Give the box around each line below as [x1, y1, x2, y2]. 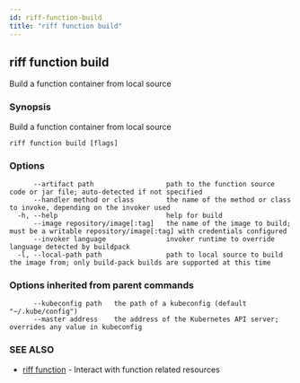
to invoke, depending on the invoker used [9, 203, 171, 212]
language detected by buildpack [9, 242, 130, 251]
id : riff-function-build [9, 13, 102, 22]
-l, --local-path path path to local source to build [17, 250, 283, 259]
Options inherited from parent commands [9, 279, 195, 292]
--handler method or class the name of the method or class [32, 195, 292, 205]
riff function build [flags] [9, 138, 119, 148]
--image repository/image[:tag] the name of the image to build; [32, 219, 292, 228]
